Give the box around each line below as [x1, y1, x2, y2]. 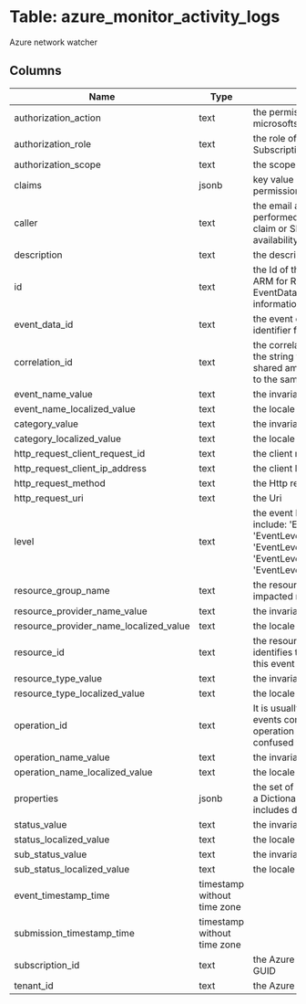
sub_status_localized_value [14, 862, 130, 875]
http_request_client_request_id [14, 447, 146, 460]
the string [252, 350, 294, 363]
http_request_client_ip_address [14, 461, 148, 474]
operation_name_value [14, 751, 111, 764]
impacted [252, 589, 293, 602]
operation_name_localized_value [14, 766, 153, 778]
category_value [14, 417, 79, 430]
